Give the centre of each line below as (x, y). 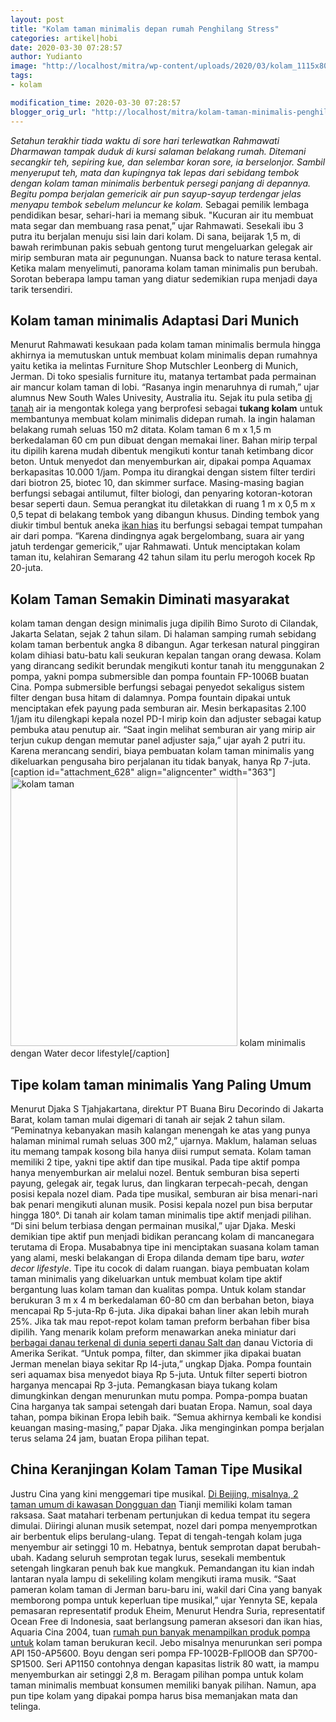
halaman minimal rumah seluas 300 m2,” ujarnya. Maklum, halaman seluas (164, 1140)
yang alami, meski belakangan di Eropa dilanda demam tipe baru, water (157, 1257)
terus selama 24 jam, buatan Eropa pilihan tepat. (110, 1438)
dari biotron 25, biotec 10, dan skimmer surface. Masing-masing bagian (157, 483)
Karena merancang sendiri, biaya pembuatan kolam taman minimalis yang (162, 751)
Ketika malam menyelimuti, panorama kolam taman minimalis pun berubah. (164, 268)
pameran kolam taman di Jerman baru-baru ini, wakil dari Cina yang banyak (166, 1589)
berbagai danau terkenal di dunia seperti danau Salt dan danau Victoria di (161, 1342)
